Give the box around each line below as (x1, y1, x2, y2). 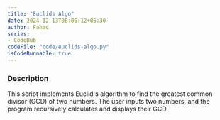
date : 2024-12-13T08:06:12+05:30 (7, 17, 106, 24)
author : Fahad (7, 23, 50, 31)
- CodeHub (7, 37, 37, 44)
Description (7, 73, 49, 83)
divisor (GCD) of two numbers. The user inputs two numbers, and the (7, 97, 211, 106)
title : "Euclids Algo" (7, 10, 75, 18)
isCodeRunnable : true (7, 50, 72, 58)
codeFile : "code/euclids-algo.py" (7, 43, 110, 50)
